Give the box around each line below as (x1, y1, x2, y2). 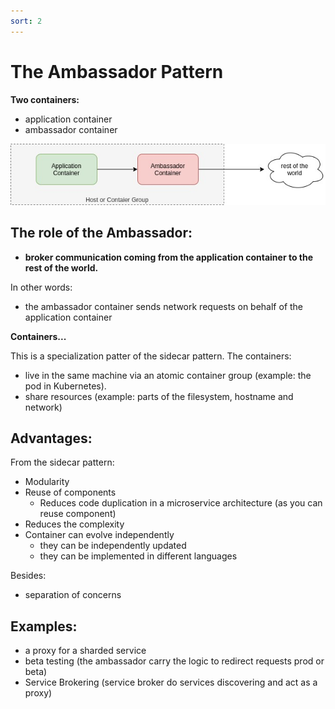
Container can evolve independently (24, 529, 175, 541)
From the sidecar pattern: (10, 456, 115, 469)
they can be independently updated (39, 540, 187, 552)
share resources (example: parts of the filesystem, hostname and (24, 390, 294, 402)
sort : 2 (10, 16, 43, 26)
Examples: (10, 618, 78, 635)
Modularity (24, 476, 70, 488)
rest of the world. (24, 261, 99, 274)
